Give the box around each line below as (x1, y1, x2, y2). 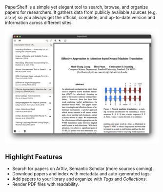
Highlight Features (5, 152, 62, 161)
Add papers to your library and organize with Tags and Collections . (12, 176, 147, 182)
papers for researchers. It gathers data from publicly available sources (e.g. (5, 9, 157, 15)
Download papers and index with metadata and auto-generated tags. (12, 171, 151, 177)
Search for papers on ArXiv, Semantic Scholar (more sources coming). (12, 166, 154, 171)
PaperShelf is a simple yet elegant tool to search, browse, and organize (5, 4, 148, 10)
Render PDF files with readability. (12, 181, 79, 187)
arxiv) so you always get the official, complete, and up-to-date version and (5, 15, 155, 20)
